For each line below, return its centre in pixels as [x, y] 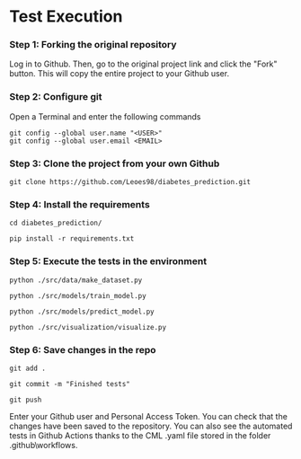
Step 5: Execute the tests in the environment [108, 261]
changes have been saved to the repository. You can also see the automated [151, 426]
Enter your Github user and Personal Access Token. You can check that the [148, 416]
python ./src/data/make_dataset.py [76, 280]
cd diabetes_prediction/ [56, 223]
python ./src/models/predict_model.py [82, 312]
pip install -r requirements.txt [72, 239]
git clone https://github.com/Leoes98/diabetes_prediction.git [130, 182]
